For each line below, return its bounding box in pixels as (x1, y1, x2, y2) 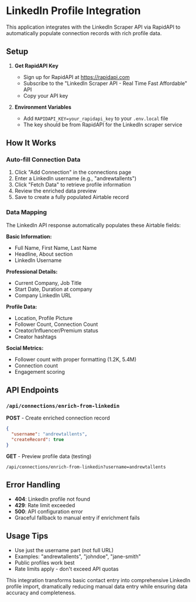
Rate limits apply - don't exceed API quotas (14, 565, 119, 572)
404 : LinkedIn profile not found (14, 496, 91, 503)
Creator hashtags (14, 333, 57, 340)
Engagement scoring (14, 368, 66, 375)
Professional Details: (6, 268, 58, 275)
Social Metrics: (6, 344, 44, 352)
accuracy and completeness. (6, 589, 76, 596)
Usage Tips (6, 531, 49, 541)
